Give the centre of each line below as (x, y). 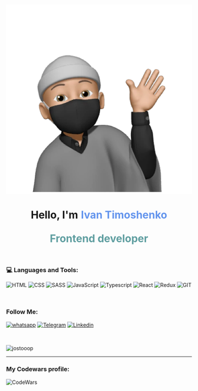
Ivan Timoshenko (124, 215)
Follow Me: (22, 312)
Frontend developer (99, 238)
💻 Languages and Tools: (42, 270)
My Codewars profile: (38, 369)
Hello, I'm (55, 215)
